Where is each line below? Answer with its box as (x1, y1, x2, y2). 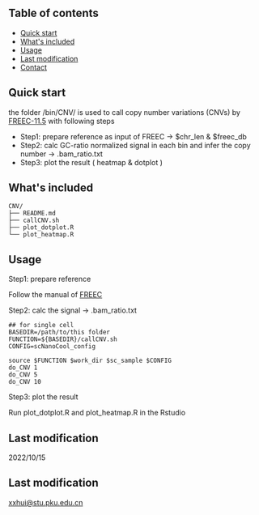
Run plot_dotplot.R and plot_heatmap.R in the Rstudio (8, 408, 186, 418)
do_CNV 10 (8, 378, 42, 386)
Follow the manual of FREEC (8, 290, 103, 300)
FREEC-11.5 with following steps (8, 116, 115, 126)
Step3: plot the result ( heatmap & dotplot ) (19, 157, 163, 167)
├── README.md (8, 210, 57, 218)
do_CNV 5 (8, 371, 38, 379)
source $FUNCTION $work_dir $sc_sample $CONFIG (8, 356, 172, 365)
